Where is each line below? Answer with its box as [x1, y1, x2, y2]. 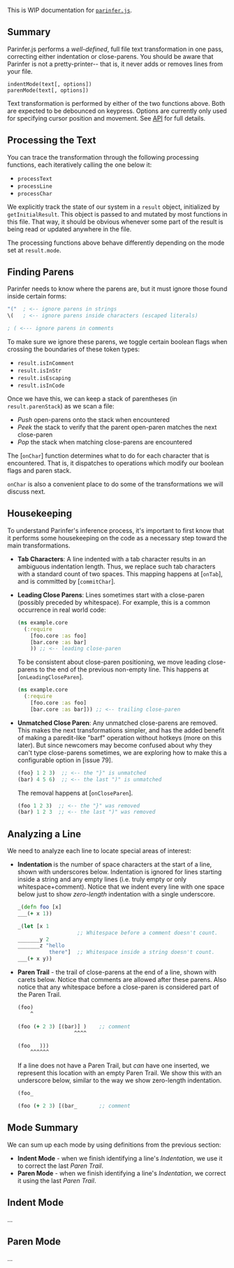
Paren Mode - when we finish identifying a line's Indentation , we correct [17, 1168, 226, 1177]
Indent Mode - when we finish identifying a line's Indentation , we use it [17, 1154, 223, 1162]
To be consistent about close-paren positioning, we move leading [17, 658, 206, 667]
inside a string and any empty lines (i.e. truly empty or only [17, 875, 187, 884]
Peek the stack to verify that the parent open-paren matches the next [17, 423, 217, 432]
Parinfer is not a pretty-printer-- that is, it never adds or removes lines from [7, 60, 224, 68]
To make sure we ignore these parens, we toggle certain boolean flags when [7, 338, 228, 346]
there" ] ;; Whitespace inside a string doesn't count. [48, 949, 215, 956]
